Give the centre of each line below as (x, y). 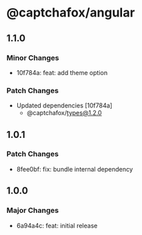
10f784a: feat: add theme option (62, 72)
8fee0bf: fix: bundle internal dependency (75, 169)
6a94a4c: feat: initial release (57, 225)
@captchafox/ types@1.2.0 (64, 113)
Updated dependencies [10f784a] (64, 105)
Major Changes (33, 210)
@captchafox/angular (71, 13)
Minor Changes (33, 58)
